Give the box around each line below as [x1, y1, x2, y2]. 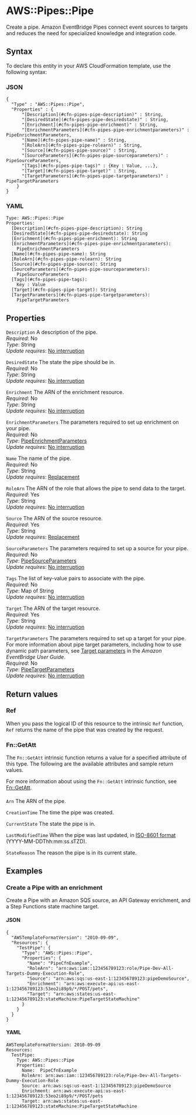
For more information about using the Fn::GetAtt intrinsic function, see [6, 778, 177, 785]
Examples [6, 866, 43, 876]
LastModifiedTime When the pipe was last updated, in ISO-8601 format [6, 831, 176, 838]
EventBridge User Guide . [6, 654, 66, 661]
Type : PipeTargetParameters [6, 666, 75, 673]
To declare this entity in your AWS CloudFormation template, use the [6, 62, 171, 69]
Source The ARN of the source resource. [6, 515, 103, 522]
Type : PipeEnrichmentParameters [6, 437, 87, 444]
